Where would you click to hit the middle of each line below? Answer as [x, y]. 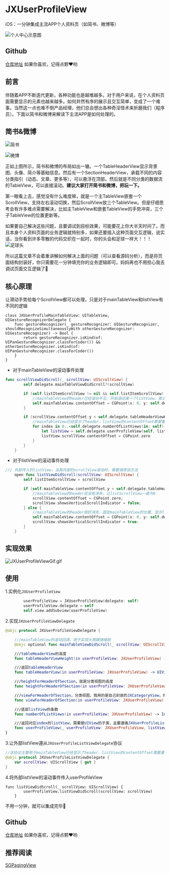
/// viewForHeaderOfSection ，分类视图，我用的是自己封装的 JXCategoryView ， [89, 695]
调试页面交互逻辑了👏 [27, 269]
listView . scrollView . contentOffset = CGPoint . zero [96, 436]
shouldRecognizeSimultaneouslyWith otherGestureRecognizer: [70, 329]
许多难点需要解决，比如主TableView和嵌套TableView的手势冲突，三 [89, 209]
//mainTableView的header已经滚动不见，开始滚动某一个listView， [95, 398]
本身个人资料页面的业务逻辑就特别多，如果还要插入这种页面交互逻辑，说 [85, 232]
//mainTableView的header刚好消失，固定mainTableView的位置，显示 [97, 512]
